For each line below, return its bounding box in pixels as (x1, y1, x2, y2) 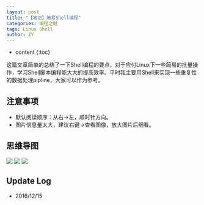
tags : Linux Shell (6, 26, 53, 32)
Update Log (6, 176, 52, 187)
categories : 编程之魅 (6, 20, 58, 26)
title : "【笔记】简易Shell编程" (6, 15, 81, 21)
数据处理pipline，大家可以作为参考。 (11, 76, 104, 84)
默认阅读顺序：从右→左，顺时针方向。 (15, 113, 112, 121)
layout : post (6, 9, 40, 15)
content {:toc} (15, 48, 51, 56)
